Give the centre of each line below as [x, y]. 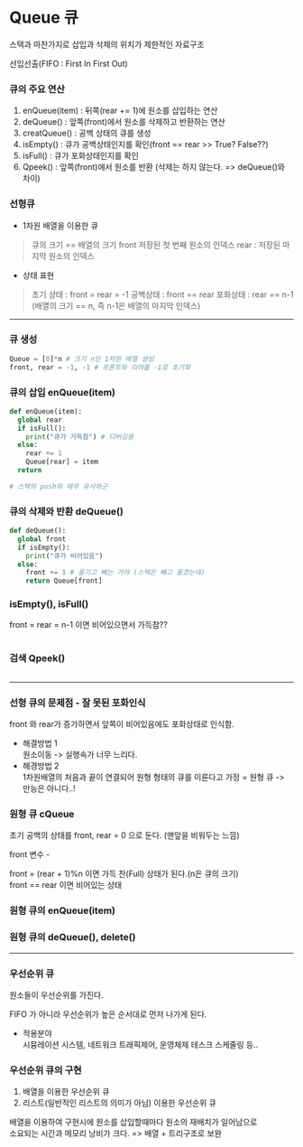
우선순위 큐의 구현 [46, 1070]
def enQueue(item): [46, 411]
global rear [40, 420]
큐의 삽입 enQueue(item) [62, 392]
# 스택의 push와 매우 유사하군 [59, 486]
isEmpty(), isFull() [49, 604]
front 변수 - [30, 854]
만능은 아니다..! [49, 788]
